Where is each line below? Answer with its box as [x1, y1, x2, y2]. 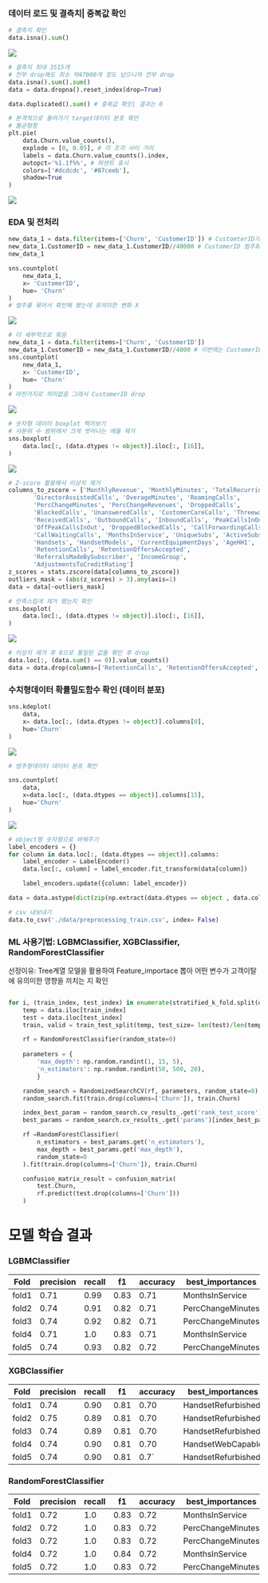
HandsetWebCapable [183, 1438, 263, 1450]
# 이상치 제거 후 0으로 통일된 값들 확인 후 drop [8, 649, 150, 657]
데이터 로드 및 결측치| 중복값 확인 [8, 7, 127, 18]
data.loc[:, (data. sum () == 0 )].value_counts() [8, 657, 170, 665]
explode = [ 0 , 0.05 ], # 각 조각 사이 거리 [22, 144, 154, 152]
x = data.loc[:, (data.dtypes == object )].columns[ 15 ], [22, 791, 205, 799]
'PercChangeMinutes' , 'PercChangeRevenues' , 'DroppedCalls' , [33, 502, 241, 510]
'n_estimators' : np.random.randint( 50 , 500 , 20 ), [37, 1065, 205, 1073]
